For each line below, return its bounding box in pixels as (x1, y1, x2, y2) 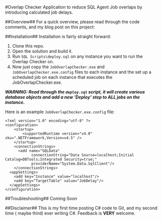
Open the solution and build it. (12, 49, 73, 54)
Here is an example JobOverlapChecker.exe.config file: (5, 109, 115, 115)
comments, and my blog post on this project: (5, 24, 95, 30)
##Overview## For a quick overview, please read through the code (5, 19, 140, 25)
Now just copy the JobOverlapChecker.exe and (12, 64, 105, 70)
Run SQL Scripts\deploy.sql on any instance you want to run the (12, 53, 143, 59)
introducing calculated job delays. (5, 9, 73, 15)
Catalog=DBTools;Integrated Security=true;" (5, 157, 97, 162)
